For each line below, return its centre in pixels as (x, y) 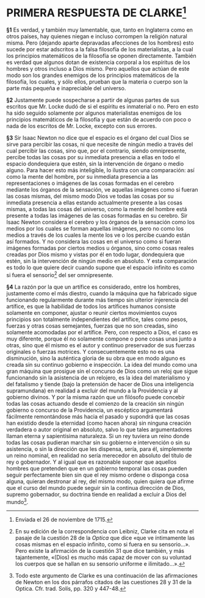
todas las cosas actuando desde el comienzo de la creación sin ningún (95, 403)
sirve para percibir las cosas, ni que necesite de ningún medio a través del (100, 145)
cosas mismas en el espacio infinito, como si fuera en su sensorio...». (103, 544)
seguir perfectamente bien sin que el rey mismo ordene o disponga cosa (98, 475)
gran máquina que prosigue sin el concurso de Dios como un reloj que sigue (102, 371)
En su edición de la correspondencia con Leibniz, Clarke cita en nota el (104, 531)
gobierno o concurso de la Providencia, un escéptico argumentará (90, 410)
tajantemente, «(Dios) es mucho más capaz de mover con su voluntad (103, 557)
